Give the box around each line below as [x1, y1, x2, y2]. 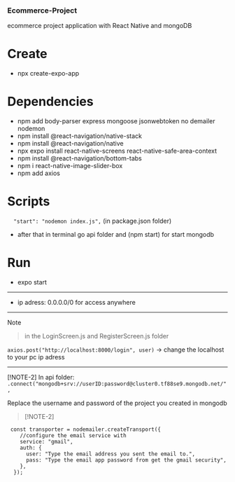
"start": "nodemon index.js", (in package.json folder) [13, 216, 172, 226]
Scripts [7, 193, 50, 209]
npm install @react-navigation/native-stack [17, 132, 142, 140]
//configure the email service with [20, 432, 127, 439]
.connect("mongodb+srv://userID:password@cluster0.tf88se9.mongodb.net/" [7, 380, 227, 387]
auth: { [20, 444, 42, 452]
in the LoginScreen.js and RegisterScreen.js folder [24, 332, 169, 340]
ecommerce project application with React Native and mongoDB [7, 22, 192, 30]
